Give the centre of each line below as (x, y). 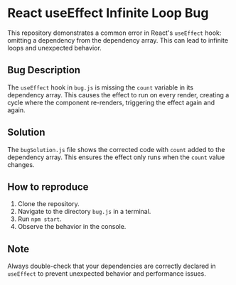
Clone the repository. (48, 204)
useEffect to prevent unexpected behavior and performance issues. (107, 274)
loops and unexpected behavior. (54, 48)
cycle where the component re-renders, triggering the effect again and (111, 102)
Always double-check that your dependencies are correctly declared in (112, 266)
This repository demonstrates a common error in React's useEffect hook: (114, 33)
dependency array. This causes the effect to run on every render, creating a (118, 95)
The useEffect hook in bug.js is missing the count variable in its (101, 87)
